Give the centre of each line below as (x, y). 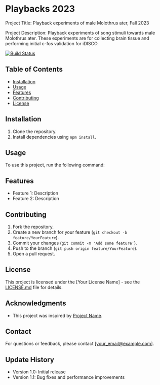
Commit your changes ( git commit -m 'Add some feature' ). (75, 243)
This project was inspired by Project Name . (57, 315)
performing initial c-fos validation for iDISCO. (52, 43)
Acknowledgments (36, 303)
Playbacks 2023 (40, 9)
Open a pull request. (34, 254)
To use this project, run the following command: (55, 165)
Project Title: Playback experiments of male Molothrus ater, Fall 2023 (77, 23)
